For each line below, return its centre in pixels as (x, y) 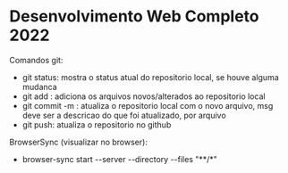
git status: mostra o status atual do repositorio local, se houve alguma (150, 77)
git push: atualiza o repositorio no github (97, 124)
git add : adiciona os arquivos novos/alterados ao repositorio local (144, 96)
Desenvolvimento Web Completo (134, 16)
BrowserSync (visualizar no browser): (78, 142)
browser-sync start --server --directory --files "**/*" (119, 159)
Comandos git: (36, 60)
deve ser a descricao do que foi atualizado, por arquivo (124, 115)
